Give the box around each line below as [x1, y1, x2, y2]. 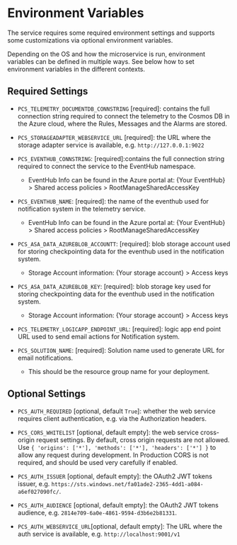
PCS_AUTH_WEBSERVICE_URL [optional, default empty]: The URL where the [17, 522, 223, 530]
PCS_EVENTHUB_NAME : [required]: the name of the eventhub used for [17, 197, 209, 205]
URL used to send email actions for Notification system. [17, 332, 180, 341]
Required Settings [7, 85, 88, 97]
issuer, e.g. [17, 479, 50, 488]
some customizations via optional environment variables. [7, 35, 173, 44]
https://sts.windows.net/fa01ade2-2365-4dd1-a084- [51, 480, 204, 488]
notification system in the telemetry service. [17, 204, 146, 213]
